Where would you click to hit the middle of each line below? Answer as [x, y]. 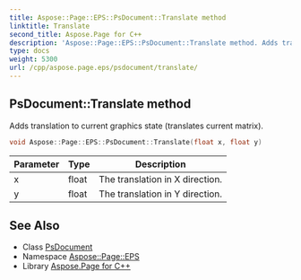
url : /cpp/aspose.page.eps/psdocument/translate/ [104, 68]
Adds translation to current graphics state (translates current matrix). [137, 126]
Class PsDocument [57, 247]
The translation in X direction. [160, 179]
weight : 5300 [34, 59]
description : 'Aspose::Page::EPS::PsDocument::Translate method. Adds [144, 43]
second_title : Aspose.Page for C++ [76, 34]
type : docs [30, 51]
